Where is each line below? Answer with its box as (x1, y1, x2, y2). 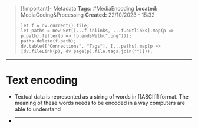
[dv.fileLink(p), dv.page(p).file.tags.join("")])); (20, 48, 153, 54)
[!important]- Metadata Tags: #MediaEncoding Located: (20, 5, 158, 12)
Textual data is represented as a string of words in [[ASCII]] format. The (14, 93, 189, 100)
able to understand (14, 106, 61, 113)
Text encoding (6, 74, 78, 87)
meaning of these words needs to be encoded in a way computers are (14, 99, 186, 106)
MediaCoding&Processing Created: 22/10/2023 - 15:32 (20, 11, 155, 18)
